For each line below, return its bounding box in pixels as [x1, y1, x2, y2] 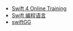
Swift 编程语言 [11, 12, 46, 19]
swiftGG [11, 19, 32, 25]
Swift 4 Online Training [11, 5, 67, 12]
